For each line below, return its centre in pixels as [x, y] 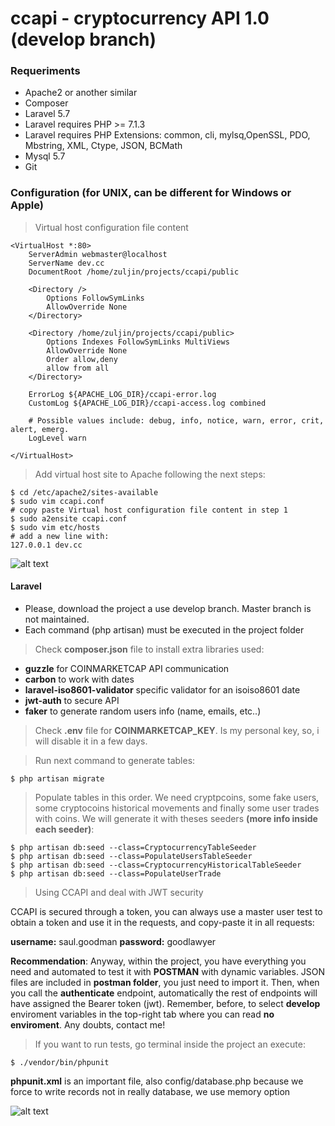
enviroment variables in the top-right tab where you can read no [142, 1014]
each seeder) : [64, 829]
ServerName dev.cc [66, 263]
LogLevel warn [57, 438]
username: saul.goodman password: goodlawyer [113, 941]
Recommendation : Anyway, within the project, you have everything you [158, 961]
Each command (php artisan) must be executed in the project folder [164, 629]
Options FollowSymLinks [95, 298]
